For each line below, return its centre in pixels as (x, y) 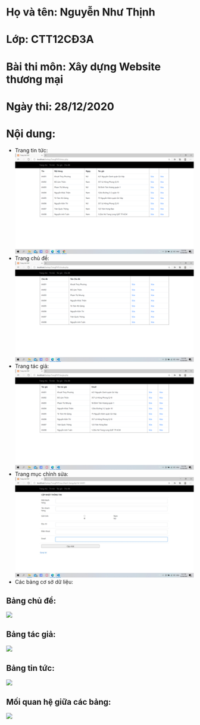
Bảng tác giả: (31, 634)
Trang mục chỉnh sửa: (41, 474)
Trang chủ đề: (32, 258)
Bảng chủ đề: (31, 601)
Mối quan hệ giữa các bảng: (59, 702)
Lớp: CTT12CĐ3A (50, 40)
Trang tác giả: (32, 366)
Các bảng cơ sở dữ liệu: (44, 582)
